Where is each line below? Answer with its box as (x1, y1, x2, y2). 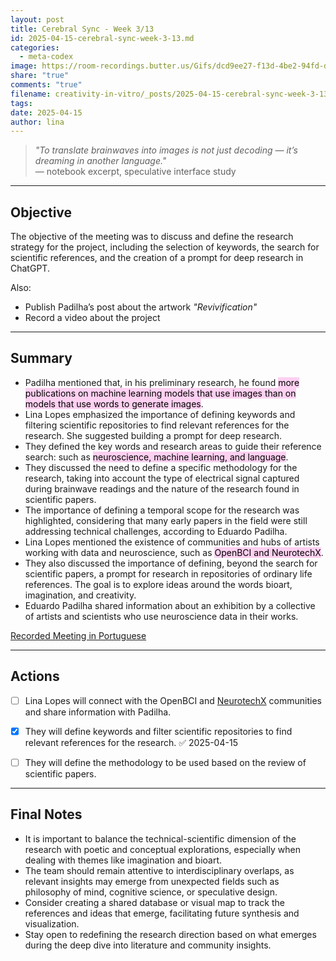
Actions (10, 668, 60, 685)
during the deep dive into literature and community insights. (24, 939, 272, 951)
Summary (10, 350, 73, 367)
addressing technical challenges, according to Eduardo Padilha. (24, 525, 288, 537)
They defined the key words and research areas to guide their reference (24, 440, 322, 452)
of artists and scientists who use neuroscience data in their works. (24, 610, 299, 622)
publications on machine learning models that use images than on (24, 387, 297, 399)
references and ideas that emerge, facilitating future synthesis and (24, 907, 300, 919)
